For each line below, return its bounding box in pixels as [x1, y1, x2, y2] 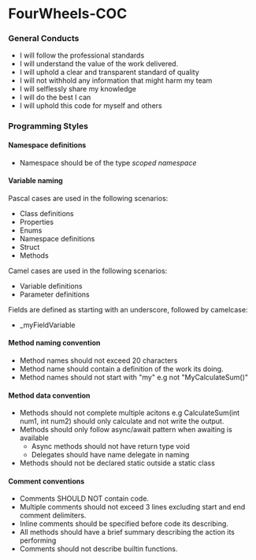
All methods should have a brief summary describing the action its [19, 528, 235, 537]
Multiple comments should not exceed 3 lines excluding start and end [19, 502, 246, 512]
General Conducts [8, 33, 80, 44]
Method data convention [8, 390, 91, 400]
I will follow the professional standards [19, 50, 145, 60]
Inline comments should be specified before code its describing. [19, 519, 228, 528]
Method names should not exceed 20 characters [19, 356, 178, 365]
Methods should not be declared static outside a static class [19, 458, 215, 468]
